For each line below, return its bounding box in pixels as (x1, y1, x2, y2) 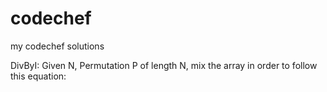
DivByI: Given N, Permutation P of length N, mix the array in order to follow (10, 59, 318, 71)
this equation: (10, 70, 67, 82)
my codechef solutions (10, 40, 105, 52)
